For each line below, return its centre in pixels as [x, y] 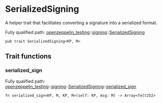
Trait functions [28, 56]
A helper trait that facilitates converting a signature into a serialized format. [81, 23]
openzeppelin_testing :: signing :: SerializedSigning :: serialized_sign [71, 86]
